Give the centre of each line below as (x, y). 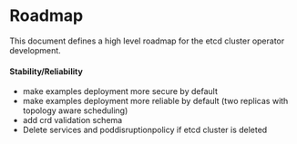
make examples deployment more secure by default (120, 91)
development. (35, 50)
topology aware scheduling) (75, 110)
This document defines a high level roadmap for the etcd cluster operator (147, 41)
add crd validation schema (72, 120)
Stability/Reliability (46, 71)
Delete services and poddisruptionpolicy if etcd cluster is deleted (145, 130)
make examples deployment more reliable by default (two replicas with (155, 101)
